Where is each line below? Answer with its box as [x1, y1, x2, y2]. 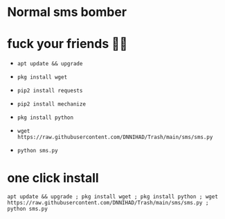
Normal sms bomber [7, 4, 127, 20]
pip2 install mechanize [17, 101, 87, 108]
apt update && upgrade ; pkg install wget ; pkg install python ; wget [7, 193, 218, 200]
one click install [7, 170, 99, 186]
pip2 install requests [17, 88, 83, 95]
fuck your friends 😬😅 [7, 36, 128, 52]
